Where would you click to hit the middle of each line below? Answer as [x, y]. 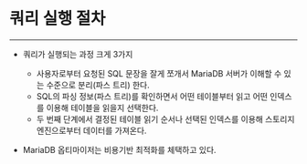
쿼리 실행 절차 [58, 19]
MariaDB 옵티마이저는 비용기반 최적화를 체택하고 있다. [119, 149]
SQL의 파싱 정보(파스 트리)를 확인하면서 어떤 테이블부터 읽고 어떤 [152, 96]
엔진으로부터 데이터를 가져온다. [91, 130]
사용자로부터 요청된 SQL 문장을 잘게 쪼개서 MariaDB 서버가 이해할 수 [159, 73]
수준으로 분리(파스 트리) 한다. [98, 85]
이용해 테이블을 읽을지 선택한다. [102, 108]
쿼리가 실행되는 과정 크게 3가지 [78, 54]
